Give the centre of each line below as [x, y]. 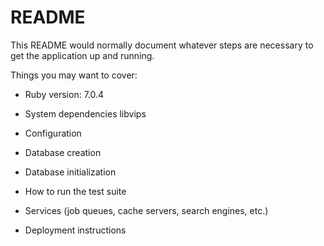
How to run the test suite [75, 191]
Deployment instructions [75, 230]
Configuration [53, 133]
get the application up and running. [82, 55]
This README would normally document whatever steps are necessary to [162, 45]
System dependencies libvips [85, 113]
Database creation [63, 152]
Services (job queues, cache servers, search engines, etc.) [146, 210]
